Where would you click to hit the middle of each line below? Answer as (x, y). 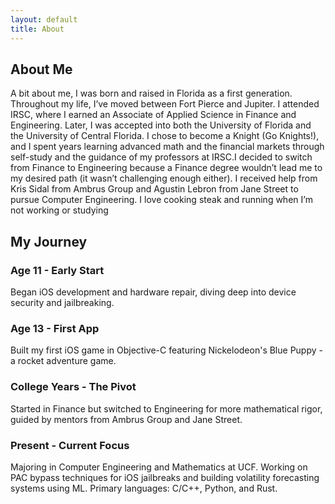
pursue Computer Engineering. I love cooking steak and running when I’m (161, 200)
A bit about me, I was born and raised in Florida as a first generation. (151, 93)
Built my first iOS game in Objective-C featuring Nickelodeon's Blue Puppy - (166, 350)
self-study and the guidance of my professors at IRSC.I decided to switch (161, 157)
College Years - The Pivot (73, 387)
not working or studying (59, 210)
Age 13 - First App (55, 328)
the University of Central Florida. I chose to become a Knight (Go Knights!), (165, 136)
